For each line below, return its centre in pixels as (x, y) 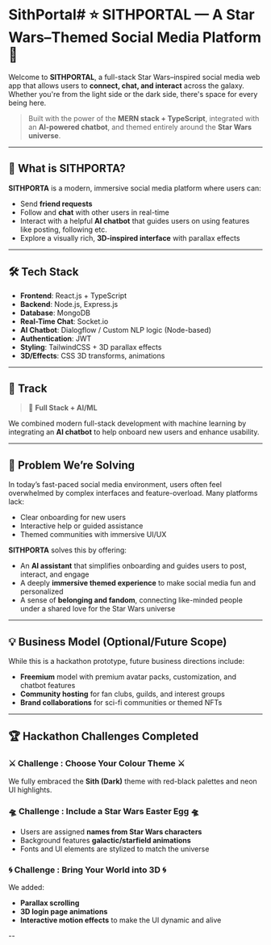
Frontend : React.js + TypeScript (73, 296)
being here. (27, 103)
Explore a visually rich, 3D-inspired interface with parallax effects (130, 237)
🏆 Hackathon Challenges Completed (104, 736)
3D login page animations (64, 912)
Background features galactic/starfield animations (105, 840)
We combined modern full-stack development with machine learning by (127, 423)
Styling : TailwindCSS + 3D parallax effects (91, 346)
